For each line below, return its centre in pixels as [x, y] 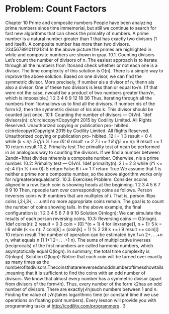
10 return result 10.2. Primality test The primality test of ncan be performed [82, 147]
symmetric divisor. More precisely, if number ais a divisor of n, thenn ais [80, 82]
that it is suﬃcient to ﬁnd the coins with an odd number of [86, 273]
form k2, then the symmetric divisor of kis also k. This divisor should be [79, 109]
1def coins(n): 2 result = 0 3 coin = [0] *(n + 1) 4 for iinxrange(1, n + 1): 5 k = [84, 224]
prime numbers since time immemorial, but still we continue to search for [81, 28]
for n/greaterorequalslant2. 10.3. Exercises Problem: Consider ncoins [76, 179]
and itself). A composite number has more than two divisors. [68, 44]
